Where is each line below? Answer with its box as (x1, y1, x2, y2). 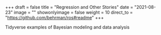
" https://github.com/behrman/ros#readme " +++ (5, 15, 104, 20)
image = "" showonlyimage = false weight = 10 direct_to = (13, 9, 133, 15)
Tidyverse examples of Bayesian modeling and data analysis (5, 24, 130, 30)
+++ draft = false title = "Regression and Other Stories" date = (5, 4, 133, 10)
